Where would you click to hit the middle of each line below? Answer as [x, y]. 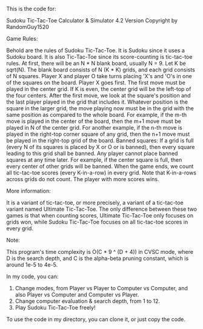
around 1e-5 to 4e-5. [32, 265]
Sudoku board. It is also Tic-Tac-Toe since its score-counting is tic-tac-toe [99, 57]
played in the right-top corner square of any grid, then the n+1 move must [98, 134]
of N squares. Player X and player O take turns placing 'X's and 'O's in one [99, 76]
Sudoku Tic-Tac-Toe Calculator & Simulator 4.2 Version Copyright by [92, 20]
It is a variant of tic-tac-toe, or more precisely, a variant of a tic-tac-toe [95, 203]
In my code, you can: [32, 276]
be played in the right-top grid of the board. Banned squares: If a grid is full [100, 141]
